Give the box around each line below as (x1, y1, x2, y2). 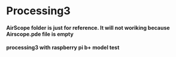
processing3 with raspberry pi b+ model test (6, 44, 120, 51)
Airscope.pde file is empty (6, 30, 74, 37)
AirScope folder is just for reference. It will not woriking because (6, 24, 170, 31)
